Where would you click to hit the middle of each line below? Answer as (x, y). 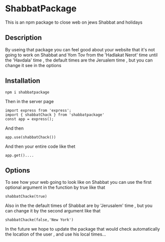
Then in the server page (30, 101)
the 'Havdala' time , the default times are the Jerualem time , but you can (79, 60)
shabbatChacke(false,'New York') (39, 220)
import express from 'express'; (38, 110)
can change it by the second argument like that (53, 211)
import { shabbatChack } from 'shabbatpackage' (55, 115)
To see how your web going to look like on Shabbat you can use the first (78, 182)
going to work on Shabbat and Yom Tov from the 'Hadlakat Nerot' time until (81, 55)
